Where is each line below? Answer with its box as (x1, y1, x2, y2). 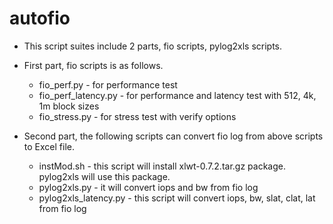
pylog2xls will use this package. (38, 170, 171, 182)
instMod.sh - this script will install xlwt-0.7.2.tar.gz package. (38, 160, 286, 172)
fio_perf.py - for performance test (38, 78, 178, 91)
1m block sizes (38, 100, 100, 112)
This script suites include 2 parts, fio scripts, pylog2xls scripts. (23, 40, 283, 52)
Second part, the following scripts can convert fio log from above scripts (23, 130, 324, 142)
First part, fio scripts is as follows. (23, 59, 164, 71)
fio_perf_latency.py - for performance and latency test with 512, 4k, (38, 89, 317, 101)
